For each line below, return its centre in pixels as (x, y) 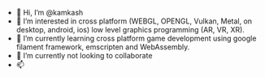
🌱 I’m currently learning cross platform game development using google (136, 38)
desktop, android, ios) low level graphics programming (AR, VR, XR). (130, 30)
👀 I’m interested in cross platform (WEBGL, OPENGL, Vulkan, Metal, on (134, 21)
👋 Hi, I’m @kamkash (50, 13)
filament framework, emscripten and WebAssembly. (103, 47)
